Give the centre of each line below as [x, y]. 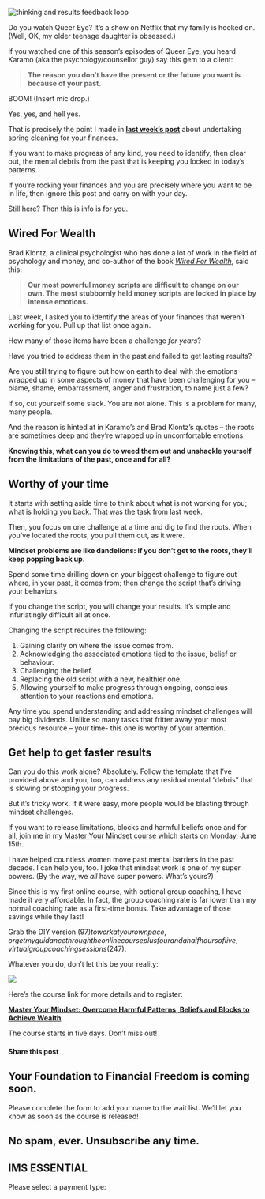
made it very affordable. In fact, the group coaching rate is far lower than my [132, 900]
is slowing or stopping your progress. [69, 788]
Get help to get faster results [80, 753]
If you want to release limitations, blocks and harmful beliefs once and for [127, 828]
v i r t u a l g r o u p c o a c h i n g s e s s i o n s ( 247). [67, 949]
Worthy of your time [58, 484]
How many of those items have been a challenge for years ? [105, 341]
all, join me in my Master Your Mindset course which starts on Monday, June [132, 836]
